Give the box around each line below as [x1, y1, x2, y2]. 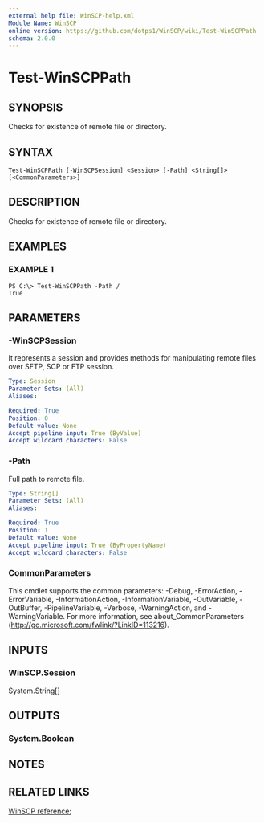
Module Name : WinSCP [8, 19, 78, 27]
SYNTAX [8, 145, 54, 159]
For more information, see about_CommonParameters [67, 611, 245, 621]
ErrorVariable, [8, 594, 55, 604]
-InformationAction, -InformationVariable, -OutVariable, [55, 594, 238, 604]
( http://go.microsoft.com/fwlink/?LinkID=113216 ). [8, 620, 170, 629]
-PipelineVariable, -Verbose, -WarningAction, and [43, 603, 207, 613]
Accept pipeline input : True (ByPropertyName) [8, 541, 167, 549]
